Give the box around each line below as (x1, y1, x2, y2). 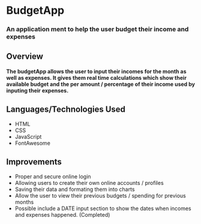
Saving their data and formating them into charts (14, 186, 135, 193)
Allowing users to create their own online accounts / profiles (14, 179, 164, 186)
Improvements (6, 157, 62, 167)
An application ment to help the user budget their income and (6, 25, 189, 34)
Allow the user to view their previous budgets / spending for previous (14, 192, 186, 199)
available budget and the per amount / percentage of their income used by (6, 80, 196, 88)
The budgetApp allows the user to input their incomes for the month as (6, 68, 187, 75)
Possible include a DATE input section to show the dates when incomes (14, 205, 192, 212)
